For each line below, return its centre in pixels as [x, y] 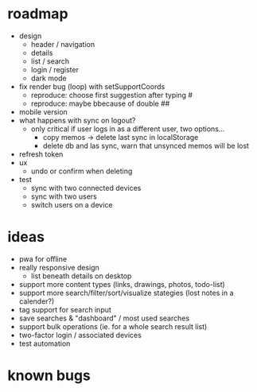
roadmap [38, 14]
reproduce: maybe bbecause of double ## [100, 103]
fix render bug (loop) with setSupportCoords [92, 86]
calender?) [37, 301]
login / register [55, 69]
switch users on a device [72, 204]
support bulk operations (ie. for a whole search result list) [113, 326]
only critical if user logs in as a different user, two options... [128, 129]
